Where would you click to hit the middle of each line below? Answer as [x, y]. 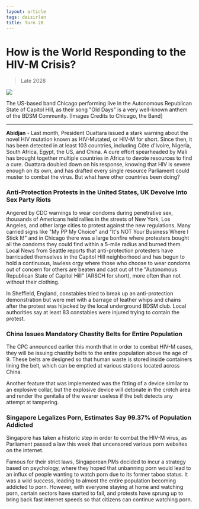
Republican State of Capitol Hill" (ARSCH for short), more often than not [93, 275]
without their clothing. [33, 282]
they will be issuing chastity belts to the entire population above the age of [97, 353]
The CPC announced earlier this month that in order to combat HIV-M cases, [99, 346]
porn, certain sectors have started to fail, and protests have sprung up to [95, 493]
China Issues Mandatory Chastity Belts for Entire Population [94, 334]
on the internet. [25, 450]
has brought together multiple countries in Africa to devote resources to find [99, 158]
